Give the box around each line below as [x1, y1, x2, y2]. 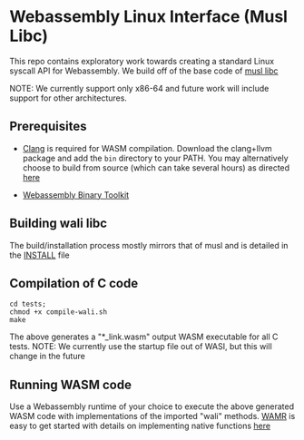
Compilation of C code [9, 275, 139, 291]
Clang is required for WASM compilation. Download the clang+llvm [22, 142, 272, 153]
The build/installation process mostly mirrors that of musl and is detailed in [9, 240, 289, 250]
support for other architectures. [9, 93, 127, 103]
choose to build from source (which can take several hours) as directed [22, 161, 290, 173]
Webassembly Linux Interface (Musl [9, 6, 289, 27]
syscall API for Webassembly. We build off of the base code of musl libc [9, 65, 279, 76]
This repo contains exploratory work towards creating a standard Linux [9, 55, 275, 66]
